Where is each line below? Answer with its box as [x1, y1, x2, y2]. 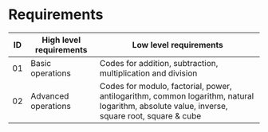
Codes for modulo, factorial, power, [99, 80, 233, 91]
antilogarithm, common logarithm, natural [99, 90, 254, 101]
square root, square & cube [99, 110, 202, 121]
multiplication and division [99, 68, 198, 79]
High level [41, 34, 81, 45]
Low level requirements [132, 39, 223, 50]
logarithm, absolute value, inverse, [99, 100, 229, 111]
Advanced [30, 90, 69, 101]
